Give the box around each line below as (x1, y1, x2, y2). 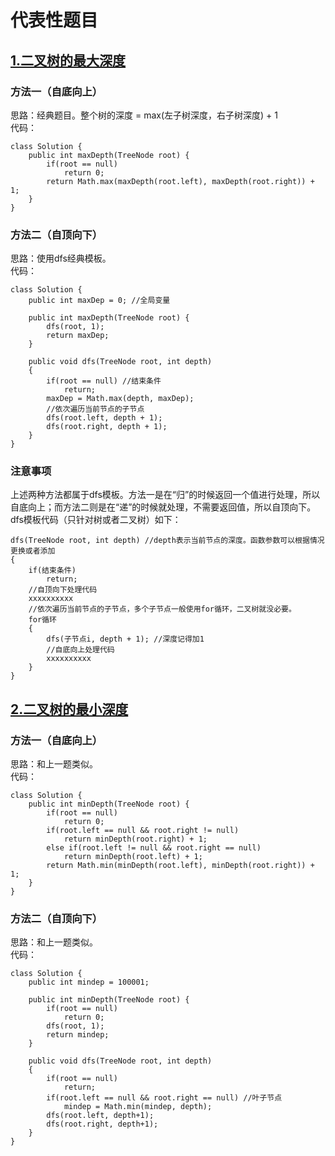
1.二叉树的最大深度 (10, 52, 127, 69)
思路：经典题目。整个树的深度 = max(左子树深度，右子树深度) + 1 (10, 109, 278, 121)
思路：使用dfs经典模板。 (10, 252, 112, 265)
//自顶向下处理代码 (28, 585, 98, 595)
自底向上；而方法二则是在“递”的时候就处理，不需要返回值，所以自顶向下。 (10, 501, 317, 513)
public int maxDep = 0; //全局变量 (28, 296, 171, 306)
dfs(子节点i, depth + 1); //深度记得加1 (46, 634, 205, 645)
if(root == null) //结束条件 (46, 376, 162, 386)
